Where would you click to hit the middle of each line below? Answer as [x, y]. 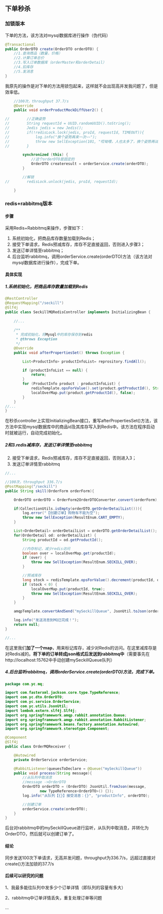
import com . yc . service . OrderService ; [43, 702]
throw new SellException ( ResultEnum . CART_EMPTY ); [73, 518]
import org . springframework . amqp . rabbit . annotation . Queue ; [66, 715]
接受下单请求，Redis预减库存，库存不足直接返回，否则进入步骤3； [78, 244]
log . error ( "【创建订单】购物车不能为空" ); [61, 513]
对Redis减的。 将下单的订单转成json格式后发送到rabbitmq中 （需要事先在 [78, 654]
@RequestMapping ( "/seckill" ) [34, 303]
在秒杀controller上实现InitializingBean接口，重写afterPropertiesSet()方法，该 [81, 421]
